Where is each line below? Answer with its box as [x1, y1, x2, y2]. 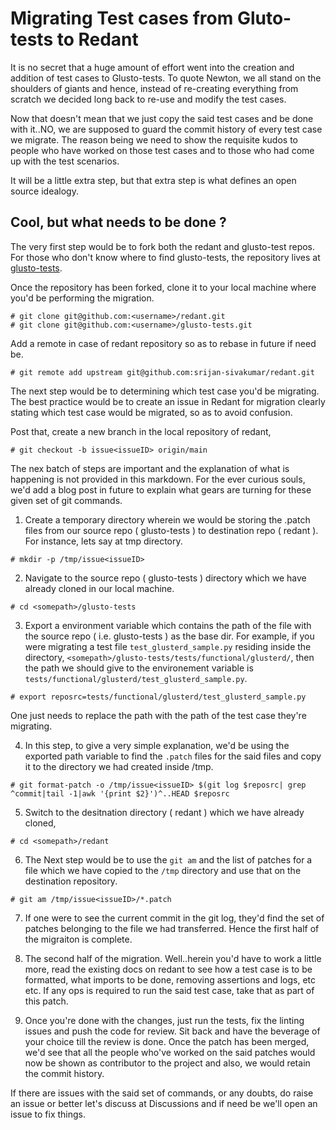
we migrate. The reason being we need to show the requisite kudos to [10, 133, 298, 146]
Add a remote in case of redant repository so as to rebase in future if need [10, 337, 317, 349]
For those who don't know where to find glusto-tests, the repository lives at [10, 251, 321, 263]
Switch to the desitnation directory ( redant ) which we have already [24, 806, 305, 818]
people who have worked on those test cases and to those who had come [10, 144, 315, 156]
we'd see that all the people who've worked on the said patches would [24, 1046, 316, 1058]
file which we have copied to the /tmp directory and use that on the [24, 864, 302, 876]
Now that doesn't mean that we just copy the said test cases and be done [10, 112, 314, 124]
